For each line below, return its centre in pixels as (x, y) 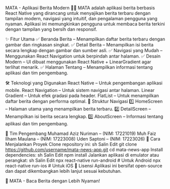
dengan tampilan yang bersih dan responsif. (51, 29)
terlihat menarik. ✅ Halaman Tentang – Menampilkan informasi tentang (79, 67)
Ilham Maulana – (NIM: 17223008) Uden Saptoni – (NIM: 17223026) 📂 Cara (83, 139)
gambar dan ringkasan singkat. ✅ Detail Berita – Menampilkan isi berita (79, 45)
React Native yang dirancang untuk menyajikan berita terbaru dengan (78, 13)
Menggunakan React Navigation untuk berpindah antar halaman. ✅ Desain (83, 56)
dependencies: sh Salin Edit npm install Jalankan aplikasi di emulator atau (82, 155)
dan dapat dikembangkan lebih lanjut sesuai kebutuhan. (63, 171)
